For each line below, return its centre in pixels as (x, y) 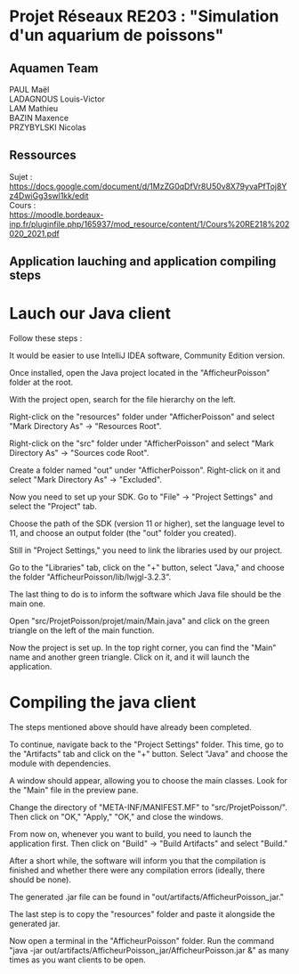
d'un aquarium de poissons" (117, 35)
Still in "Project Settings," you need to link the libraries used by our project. (146, 550)
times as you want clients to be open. (78, 960)
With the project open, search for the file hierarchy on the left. (122, 400)
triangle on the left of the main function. (82, 630)
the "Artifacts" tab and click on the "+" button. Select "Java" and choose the (149, 754)
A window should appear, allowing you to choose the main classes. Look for (148, 781)
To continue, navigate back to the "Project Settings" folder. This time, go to (146, 744)
